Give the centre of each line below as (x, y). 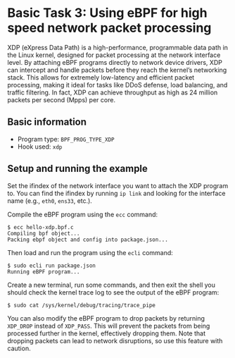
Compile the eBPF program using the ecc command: (83, 214)
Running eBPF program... (44, 272)
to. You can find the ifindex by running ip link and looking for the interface (116, 193)
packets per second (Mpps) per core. (62, 99)
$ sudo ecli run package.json (52, 266)
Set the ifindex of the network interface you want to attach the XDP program (118, 185)
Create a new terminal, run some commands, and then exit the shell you (112, 285)
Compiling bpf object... (44, 233)
